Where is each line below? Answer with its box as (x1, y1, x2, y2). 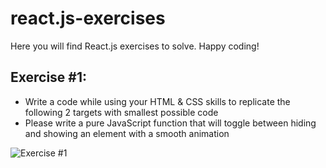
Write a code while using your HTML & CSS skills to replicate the (24, 95, 291, 107)
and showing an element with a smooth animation (24, 127, 230, 139)
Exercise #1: (10, 69, 88, 86)
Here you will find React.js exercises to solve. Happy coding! (10, 40, 260, 52)
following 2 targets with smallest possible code (24, 106, 219, 118)
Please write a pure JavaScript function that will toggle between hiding (24, 117, 317, 129)
